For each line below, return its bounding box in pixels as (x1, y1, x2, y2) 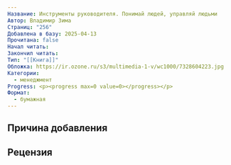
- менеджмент (14, 76, 53, 84)
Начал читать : (7, 43, 50, 50)
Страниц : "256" (7, 23, 53, 30)
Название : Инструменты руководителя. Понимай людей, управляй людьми (7, 10, 218, 18)
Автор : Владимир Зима (7, 17, 72, 24)
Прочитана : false (7, 37, 59, 44)
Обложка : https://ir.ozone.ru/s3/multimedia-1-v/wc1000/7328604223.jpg (7, 63, 224, 70)
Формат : (7, 89, 31, 96)
